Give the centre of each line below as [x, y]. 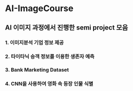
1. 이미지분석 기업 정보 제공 [34, 43]
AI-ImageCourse [39, 8]
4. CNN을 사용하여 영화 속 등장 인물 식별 [49, 84]
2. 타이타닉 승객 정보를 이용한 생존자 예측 [50, 57]
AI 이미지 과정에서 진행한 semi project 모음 [66, 27]
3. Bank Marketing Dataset [37, 70]
